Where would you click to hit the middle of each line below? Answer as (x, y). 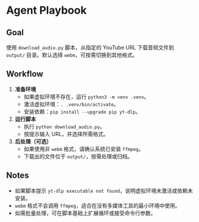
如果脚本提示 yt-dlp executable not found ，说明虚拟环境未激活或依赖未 (104, 190)
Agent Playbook (46, 10)
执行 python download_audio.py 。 (64, 127)
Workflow (25, 74)
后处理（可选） (33, 141)
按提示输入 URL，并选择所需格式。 (66, 134)
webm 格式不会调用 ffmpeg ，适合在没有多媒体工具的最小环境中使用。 (97, 205)
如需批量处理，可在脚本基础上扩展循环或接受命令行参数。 (85, 213)
